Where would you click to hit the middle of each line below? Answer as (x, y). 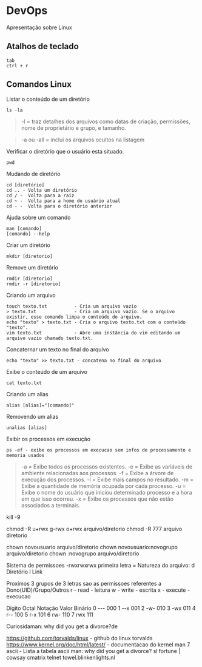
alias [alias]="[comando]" (40, 405)
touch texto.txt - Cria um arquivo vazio (72, 306)
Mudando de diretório (33, 174)
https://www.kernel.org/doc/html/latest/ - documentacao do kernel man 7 (98, 645)
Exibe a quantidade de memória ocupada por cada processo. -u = (103, 486)
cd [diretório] (25, 185)
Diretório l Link (25, 572)
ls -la (15, 110)
